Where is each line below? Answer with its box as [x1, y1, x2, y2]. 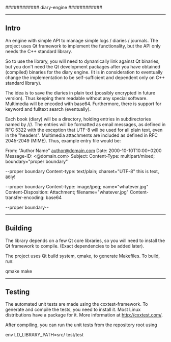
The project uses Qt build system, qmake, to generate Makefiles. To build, [5, 253, 160, 259]
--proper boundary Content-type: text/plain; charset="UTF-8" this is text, [5, 168, 159, 174]
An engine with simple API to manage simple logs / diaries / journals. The [5, 37, 159, 43]
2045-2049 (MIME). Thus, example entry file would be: [5, 137, 121, 143]
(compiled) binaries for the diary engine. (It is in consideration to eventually [5, 69, 163, 75]
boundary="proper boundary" [5, 158, 68, 164]
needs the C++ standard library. [5, 48, 72, 54]
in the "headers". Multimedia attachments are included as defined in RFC [5, 132, 158, 138]
